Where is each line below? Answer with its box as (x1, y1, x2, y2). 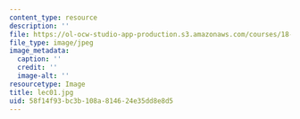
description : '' (9, 21, 70, 30)
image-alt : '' (17, 72, 70, 81)
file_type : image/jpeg (9, 38, 94, 47)
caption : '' (17, 55, 62, 64)
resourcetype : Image (9, 80, 87, 89)
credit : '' (17, 64, 58, 72)
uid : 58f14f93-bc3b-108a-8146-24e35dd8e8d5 (9, 96, 174, 106)
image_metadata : (9, 47, 70, 55)
